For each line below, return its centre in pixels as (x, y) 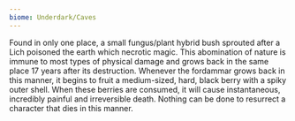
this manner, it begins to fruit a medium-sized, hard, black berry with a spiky (148, 79)
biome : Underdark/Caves (53, 17)
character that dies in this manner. (72, 108)
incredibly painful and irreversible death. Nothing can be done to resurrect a (147, 99)
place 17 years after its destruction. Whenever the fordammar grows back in (147, 71)
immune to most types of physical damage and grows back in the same (139, 61)
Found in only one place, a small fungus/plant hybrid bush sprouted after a (145, 42)
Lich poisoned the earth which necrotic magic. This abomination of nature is (147, 52)
